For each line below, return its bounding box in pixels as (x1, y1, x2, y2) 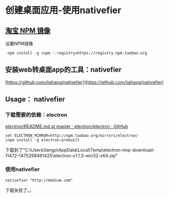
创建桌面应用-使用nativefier (5, 5, 122, 16)
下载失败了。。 (5, 187, 34, 193)
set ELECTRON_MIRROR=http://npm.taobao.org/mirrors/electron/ (5, 133, 138, 138)
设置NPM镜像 (5, 41, 34, 46)
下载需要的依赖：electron (5, 111, 67, 118)
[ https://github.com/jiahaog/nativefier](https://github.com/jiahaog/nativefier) (5, 79, 164, 85)
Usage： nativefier (5, 95, 65, 104)
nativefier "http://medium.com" (5, 177, 73, 183)
